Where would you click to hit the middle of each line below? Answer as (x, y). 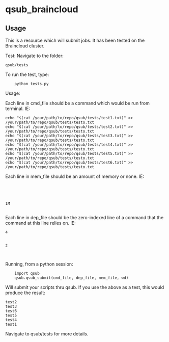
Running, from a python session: (39, 264)
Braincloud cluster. (25, 46)
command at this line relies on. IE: (40, 223)
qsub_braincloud (42, 9)
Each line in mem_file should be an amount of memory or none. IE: (75, 176)
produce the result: (25, 293)
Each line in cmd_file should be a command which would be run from (78, 103)
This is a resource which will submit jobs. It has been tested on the (75, 40)
